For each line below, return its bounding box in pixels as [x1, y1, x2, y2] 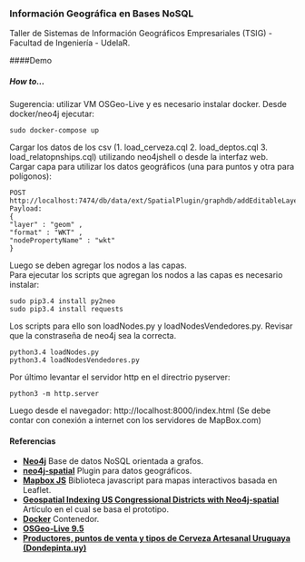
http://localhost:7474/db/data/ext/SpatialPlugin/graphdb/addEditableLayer [9, 196, 302, 206]
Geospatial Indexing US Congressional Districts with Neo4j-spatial [22, 494, 280, 506]
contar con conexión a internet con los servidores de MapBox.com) [9, 415, 261, 426]
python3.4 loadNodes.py [9, 348, 100, 357]
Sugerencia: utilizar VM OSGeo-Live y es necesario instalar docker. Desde [9, 99, 288, 110]
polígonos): [9, 171, 52, 182]
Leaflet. [22, 485, 52, 496]
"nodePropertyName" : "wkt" [9, 236, 116, 245]
